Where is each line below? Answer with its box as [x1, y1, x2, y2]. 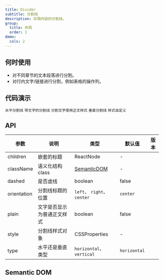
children [7, 153, 26, 160]
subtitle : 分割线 [5, 12, 38, 17]
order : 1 [9, 30, 27, 35]
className [7, 166, 33, 172]
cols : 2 [9, 39, 25, 44]
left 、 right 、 [74, 189, 108, 195]
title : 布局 [9, 25, 33, 30]
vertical [74, 252, 95, 257]
